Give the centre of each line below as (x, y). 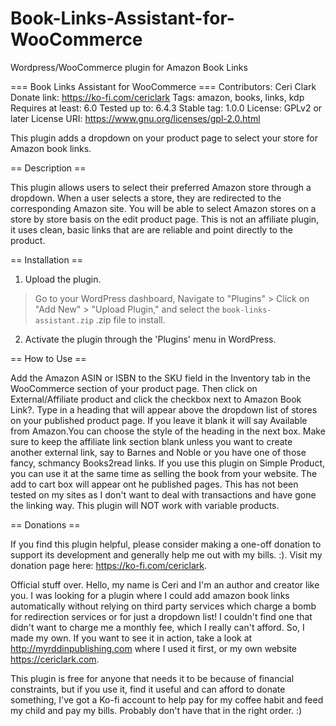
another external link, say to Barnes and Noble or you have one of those (158, 452)
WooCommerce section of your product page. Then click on (134, 388)
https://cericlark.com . (55, 659)
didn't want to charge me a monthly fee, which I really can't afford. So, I (157, 627)
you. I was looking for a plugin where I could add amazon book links (150, 595)
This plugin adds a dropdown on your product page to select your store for (164, 138)
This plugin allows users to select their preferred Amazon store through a (161, 187)
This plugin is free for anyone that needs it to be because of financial (152, 678)
